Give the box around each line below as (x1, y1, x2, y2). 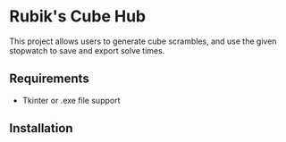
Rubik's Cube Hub (9, 6, 146, 27)
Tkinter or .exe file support (21, 95, 121, 105)
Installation (9, 121, 73, 136)
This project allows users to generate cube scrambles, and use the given (9, 36, 277, 46)
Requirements (9, 71, 89, 87)
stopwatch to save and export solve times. (9, 45, 165, 55)
